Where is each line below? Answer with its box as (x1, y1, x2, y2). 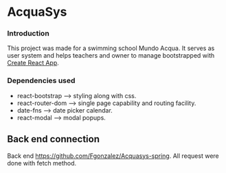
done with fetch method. (7, 159, 77, 167)
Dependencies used (7, 76, 76, 86)
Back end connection (7, 133, 100, 145)
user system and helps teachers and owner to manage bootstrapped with (7, 51, 215, 60)
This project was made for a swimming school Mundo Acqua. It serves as (7, 44, 215, 52)
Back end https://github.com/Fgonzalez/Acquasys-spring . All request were (7, 152, 219, 160)
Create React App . (7, 59, 60, 67)
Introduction (7, 29, 49, 38)
